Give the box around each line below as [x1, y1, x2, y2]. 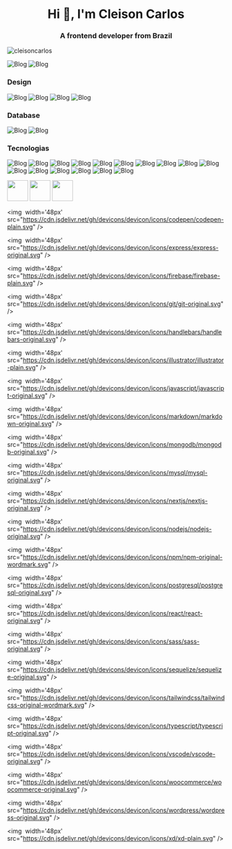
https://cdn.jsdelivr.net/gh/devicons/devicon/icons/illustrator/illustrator [23, 356, 224, 364]
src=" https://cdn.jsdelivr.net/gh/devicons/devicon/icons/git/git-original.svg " [7, 300, 224, 308]
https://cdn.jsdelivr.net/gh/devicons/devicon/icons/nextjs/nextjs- [23, 497, 209, 505]
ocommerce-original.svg [7, 785, 77, 794]
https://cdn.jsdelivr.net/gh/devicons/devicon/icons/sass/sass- [23, 637, 200, 646]
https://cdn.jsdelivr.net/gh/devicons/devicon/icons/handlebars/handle [23, 328, 222, 337]
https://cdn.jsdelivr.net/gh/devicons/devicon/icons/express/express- [23, 244, 219, 252]
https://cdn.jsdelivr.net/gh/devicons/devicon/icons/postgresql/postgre [23, 581, 223, 589]
